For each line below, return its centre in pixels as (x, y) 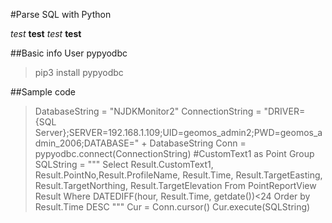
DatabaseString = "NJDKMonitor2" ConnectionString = (148, 111)
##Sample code (43, 92)
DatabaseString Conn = (198, 143)
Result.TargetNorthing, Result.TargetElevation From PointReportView (175, 185)
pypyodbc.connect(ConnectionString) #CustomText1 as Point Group (174, 153)
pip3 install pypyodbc (79, 72)
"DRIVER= (284, 111)
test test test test (46, 33)
